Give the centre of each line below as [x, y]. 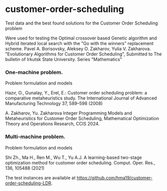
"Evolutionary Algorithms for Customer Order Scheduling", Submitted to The [83, 54]
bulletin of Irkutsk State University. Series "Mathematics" [64, 59]
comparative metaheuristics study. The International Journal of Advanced [81, 98]
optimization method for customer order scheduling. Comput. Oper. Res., [80, 162]
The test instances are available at [40, 177]
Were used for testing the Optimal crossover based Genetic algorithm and [81, 38]
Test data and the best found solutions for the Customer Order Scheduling [82, 23]
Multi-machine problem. [35, 137]
